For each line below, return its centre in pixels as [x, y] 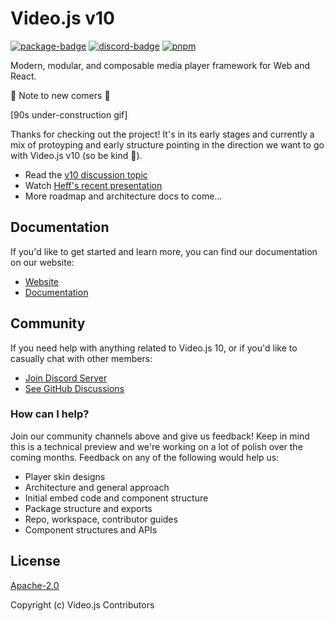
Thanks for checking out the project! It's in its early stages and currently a [162, 134]
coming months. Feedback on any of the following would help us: [145, 457]
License [35, 561]
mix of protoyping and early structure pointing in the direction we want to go [167, 144]
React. [23, 76]
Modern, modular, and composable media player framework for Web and [160, 65]
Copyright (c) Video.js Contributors [82, 604]
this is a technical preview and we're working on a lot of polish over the [156, 446]
